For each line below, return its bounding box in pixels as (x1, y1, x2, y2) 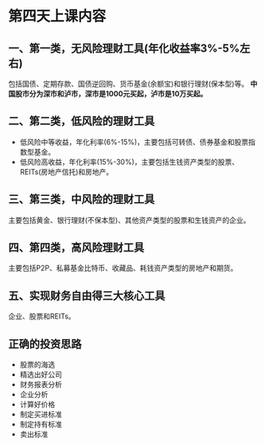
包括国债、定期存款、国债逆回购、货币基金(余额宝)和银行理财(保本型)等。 (8, 79, 249, 88)
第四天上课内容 (8, 7, 107, 25)
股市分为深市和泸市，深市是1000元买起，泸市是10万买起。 (14, 89, 208, 98)
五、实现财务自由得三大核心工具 (8, 288, 166, 303)
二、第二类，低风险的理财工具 (8, 115, 155, 128)
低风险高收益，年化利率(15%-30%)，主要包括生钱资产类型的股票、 (19, 157, 240, 166)
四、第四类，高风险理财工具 (8, 241, 145, 255)
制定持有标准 (19, 420, 62, 429)
